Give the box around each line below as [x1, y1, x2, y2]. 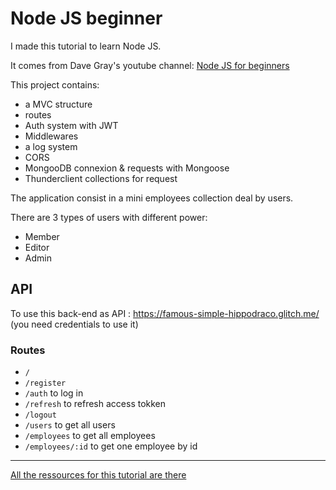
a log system [24, 140, 78, 152]
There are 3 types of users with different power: [10, 211, 208, 223]
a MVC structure [24, 98, 93, 110]
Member [24, 230, 60, 242]
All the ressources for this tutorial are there [10, 469, 187, 481]
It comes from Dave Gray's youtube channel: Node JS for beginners [10, 59, 290, 71]
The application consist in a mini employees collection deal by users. [10, 192, 294, 204]
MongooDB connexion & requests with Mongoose [24, 162, 230, 174]
